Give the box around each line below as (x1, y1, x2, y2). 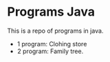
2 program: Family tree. (16, 47, 84, 55)
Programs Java (7, 4, 95, 20)
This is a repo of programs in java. (7, 27, 104, 35)
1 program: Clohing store (16, 40, 87, 48)
